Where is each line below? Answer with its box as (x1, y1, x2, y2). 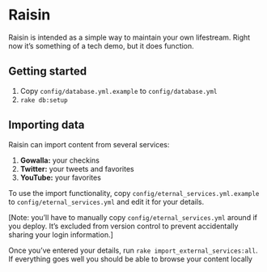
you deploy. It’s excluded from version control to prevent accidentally (8, 221, 239, 231)
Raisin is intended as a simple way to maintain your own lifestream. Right (8, 32, 251, 42)
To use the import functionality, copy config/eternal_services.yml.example (8, 188, 260, 198)
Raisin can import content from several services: (8, 139, 170, 149)
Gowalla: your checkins (19, 155, 100, 165)
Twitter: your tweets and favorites (19, 164, 135, 173)
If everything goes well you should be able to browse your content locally (8, 253, 253, 264)
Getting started (8, 65, 87, 79)
